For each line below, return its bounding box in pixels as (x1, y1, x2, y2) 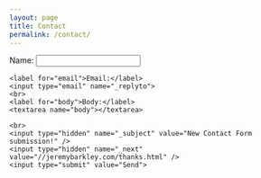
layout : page (9, 13, 59, 22)
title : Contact (9, 22, 67, 31)
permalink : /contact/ (9, 30, 91, 39)
